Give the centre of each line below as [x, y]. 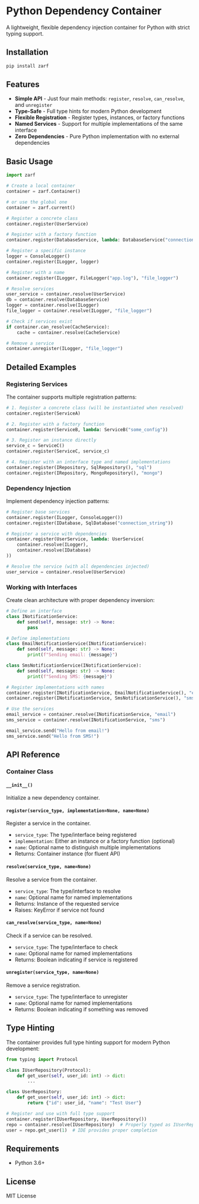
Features [23, 85]
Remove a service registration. [44, 985]
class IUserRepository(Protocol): [49, 1070]
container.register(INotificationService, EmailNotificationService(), [96, 693]
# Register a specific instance [46, 251]
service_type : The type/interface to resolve [68, 891]
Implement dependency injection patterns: [58, 501]
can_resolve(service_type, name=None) [54, 923]
